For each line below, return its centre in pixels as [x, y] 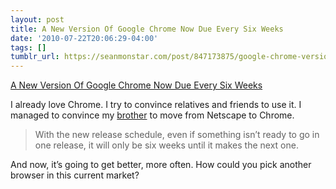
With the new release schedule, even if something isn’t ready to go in [177, 135]
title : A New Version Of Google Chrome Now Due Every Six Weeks [147, 29]
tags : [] [28, 47]
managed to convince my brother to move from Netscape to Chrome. [152, 115]
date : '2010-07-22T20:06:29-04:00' [84, 38]
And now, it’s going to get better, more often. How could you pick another [161, 165]
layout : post [37, 19]
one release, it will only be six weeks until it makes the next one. [166, 145]
